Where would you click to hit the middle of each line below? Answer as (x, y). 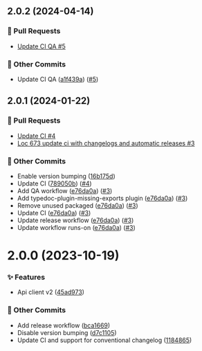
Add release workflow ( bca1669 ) (64, 325)
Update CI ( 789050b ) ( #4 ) (54, 183)
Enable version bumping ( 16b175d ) (66, 176)
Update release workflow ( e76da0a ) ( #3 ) (75, 220)
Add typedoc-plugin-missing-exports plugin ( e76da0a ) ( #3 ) (102, 198)
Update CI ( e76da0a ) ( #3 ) (54, 213)
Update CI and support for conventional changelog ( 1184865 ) (104, 340)
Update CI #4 (36, 136)
